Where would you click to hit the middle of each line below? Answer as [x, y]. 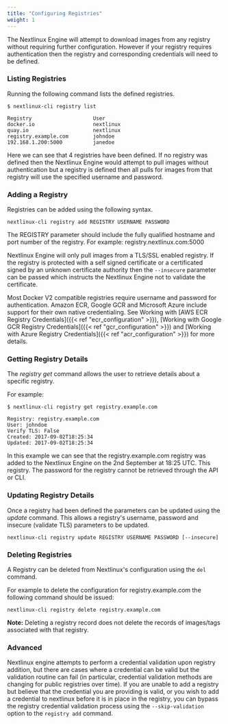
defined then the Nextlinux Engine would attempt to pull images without [108, 162]
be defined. [23, 61]
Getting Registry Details [48, 359]
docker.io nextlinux [64, 124]
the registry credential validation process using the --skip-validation [105, 706]
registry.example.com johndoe [61, 136]
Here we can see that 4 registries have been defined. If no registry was [107, 155]
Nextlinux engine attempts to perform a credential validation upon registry [111, 662]
